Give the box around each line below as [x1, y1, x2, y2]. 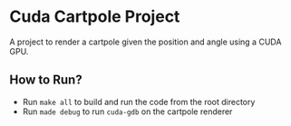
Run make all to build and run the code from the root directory [22, 96, 256, 107]
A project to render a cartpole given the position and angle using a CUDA [9, 36, 282, 47]
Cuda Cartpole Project [9, 6, 180, 27]
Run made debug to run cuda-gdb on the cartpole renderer [22, 106, 233, 117]
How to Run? [9, 73, 83, 88]
